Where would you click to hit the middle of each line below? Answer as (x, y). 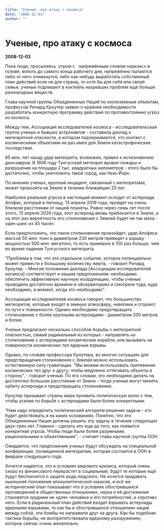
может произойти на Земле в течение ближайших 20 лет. (66, 188)
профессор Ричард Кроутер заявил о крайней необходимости (70, 107)
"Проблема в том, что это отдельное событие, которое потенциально (78, 258)
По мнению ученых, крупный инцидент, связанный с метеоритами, (76, 183)
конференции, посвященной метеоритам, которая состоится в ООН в (78, 451)
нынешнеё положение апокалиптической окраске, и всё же (68, 482)
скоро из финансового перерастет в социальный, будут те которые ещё (81, 471)
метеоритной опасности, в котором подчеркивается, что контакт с (75, 138)
